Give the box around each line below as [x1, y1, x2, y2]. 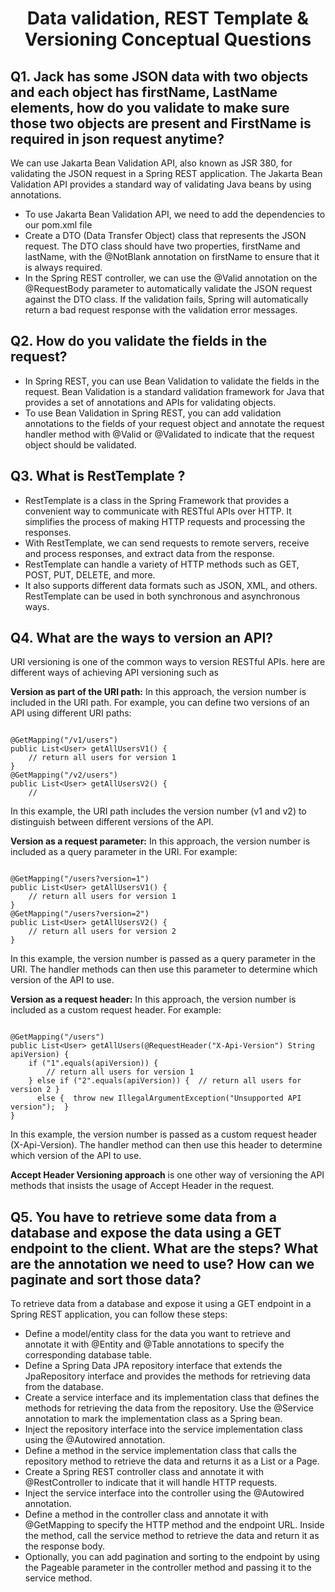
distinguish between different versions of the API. [10, 816, 214, 828]
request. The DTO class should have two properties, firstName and [24, 240, 301, 252]
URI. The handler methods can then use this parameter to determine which [10, 963, 318, 976]
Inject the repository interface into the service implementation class [24, 1423, 303, 1436]
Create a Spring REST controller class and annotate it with [24, 1466, 264, 1478]
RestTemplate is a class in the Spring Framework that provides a [24, 494, 290, 506]
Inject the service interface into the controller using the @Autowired [24, 1487, 305, 1499]
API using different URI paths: [10, 707, 132, 719]
